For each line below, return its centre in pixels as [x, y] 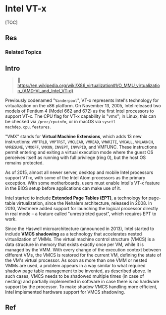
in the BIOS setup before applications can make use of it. [63, 188]
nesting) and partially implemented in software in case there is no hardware [82, 282]
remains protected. [25, 163]
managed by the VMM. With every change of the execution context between [83, 250]
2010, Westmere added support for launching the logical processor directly [82, 209]
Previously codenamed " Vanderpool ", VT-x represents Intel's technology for [82, 100]
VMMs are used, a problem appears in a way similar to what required [75, 266]
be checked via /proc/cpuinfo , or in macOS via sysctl [60, 122]
